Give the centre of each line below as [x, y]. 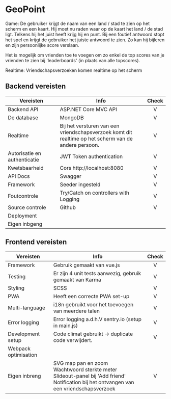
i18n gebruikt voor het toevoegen [93, 304]
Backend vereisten [36, 86]
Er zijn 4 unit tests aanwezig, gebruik [97, 273]
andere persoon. [79, 145]
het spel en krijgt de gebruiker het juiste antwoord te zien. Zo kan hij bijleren [85, 40]
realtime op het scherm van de [96, 139]
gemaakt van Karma [77, 280]
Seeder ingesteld [80, 184]
